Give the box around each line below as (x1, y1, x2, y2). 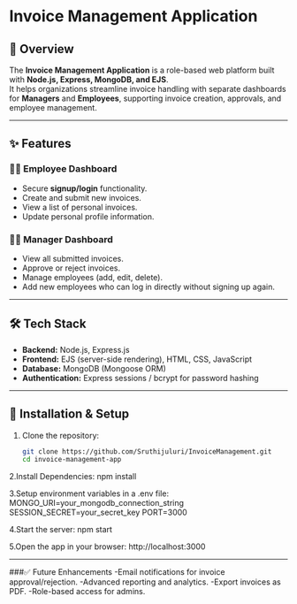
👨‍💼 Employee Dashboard (9, 163, 118, 175)
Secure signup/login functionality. (21, 183, 148, 194)
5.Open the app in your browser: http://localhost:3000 (9, 541, 206, 552)
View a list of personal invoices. (21, 202, 138, 212)
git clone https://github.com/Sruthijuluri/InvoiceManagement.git (21, 447, 272, 456)
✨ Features (9, 136, 72, 151)
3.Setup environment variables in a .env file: (9, 488, 170, 499)
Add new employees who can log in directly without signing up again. (21, 281, 276, 292)
